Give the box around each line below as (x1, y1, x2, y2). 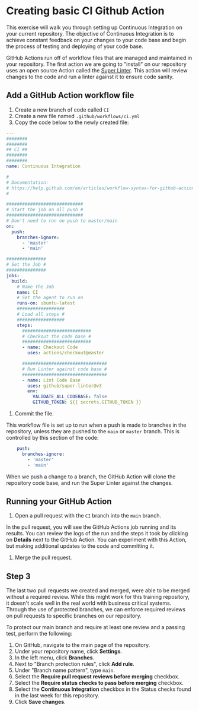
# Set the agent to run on (17, 295, 84, 301)
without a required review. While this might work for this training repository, (6, 593, 190, 601)
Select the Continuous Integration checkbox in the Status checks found (14, 685, 191, 693)
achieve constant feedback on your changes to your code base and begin (6, 36, 187, 43)
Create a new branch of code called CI (14, 106, 110, 113)
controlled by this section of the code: (6, 434, 99, 441)
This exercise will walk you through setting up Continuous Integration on (6, 24, 182, 31)
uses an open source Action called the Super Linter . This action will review (6, 66, 188, 74)
